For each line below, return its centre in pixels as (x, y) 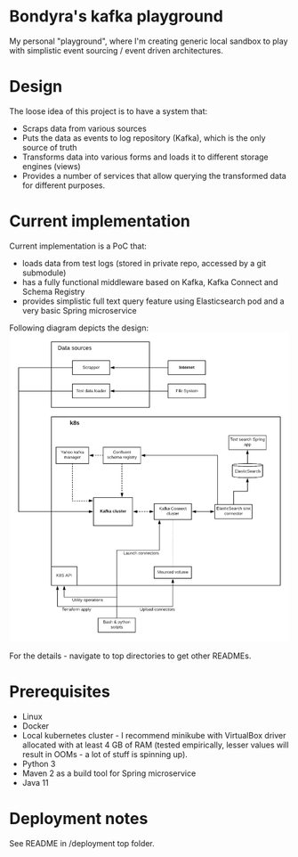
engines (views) (52, 166)
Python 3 (39, 763)
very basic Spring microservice (79, 310)
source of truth (49, 147)
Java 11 (35, 782)
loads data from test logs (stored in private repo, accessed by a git (144, 263)
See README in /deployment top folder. (82, 843)
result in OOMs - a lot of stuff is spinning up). (105, 754)
